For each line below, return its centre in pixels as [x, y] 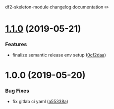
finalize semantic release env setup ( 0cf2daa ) [59, 55]
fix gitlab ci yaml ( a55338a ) [40, 101]
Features [16, 45]
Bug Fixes [17, 91]
